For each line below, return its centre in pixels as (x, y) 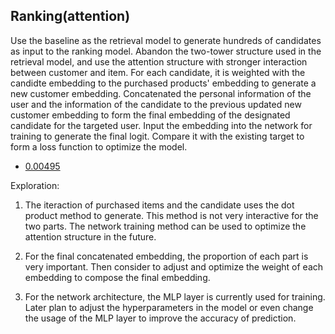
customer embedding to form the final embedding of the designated (150, 115)
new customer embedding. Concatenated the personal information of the (161, 93)
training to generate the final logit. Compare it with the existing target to (157, 136)
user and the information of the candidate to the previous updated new (156, 104)
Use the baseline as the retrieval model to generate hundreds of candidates (166, 40)
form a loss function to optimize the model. (99, 146)
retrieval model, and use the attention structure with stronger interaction (159, 61)
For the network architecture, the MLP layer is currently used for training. (175, 296)
